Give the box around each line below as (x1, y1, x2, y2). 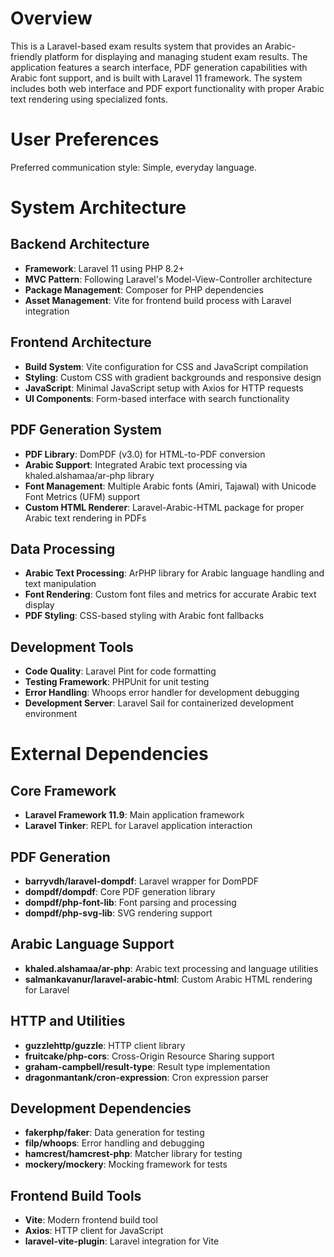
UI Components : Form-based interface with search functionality (24, 392, 290, 404)
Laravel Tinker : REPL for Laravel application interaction (24, 820, 253, 832)
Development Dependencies (10, 1100, 192, 1117)
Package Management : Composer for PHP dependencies (24, 283, 264, 296)
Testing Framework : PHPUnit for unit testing (24, 676, 210, 688)
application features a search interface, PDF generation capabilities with (10, 61, 308, 73)
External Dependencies (10, 743, 209, 766)
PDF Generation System (10, 422, 163, 439)
